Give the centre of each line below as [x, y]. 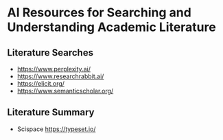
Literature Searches [50, 52]
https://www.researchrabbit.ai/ [60, 76]
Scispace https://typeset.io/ [56, 129]
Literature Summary [51, 112]
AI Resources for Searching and [99, 13]
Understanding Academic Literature [111, 27]
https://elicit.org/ [41, 83]
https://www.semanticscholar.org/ [65, 91]
